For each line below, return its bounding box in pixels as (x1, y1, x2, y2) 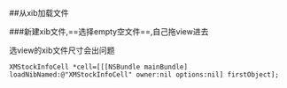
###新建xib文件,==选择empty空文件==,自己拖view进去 (9, 26, 209, 37)
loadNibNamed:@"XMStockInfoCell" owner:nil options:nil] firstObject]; (9, 70, 279, 79)
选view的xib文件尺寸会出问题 (9, 45, 115, 55)
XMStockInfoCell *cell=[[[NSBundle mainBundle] (9, 62, 189, 71)
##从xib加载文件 (9, 8, 69, 18)
